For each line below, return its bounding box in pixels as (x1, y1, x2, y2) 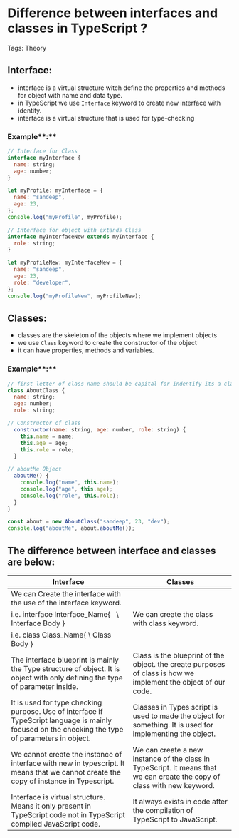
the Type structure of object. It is (11, 663, 120, 673)
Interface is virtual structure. (11, 792, 105, 802)
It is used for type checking (11, 698, 102, 707)
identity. (17, 106, 42, 115)
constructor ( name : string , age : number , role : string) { (14, 426, 186, 433)
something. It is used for (132, 720, 213, 730)
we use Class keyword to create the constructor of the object (17, 339, 198, 347)
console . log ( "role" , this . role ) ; (20, 492, 119, 499)
